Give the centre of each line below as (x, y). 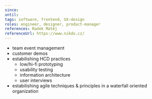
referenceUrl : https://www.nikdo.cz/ (45, 34)
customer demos (30, 53)
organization (25, 91)
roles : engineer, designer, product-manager (53, 24)
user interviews (36, 80)
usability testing (36, 70)
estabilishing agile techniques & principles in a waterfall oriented (80, 86)
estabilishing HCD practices (41, 59)
